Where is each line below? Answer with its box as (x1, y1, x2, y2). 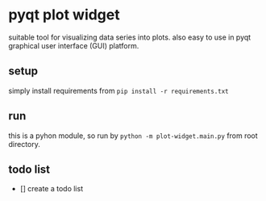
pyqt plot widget (8, 6, 120, 24)
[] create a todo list (19, 184, 83, 194)
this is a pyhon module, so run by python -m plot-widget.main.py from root (8, 131, 258, 140)
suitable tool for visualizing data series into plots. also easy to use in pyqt (8, 32, 251, 42)
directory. (8, 139, 40, 149)
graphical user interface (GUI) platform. (8, 40, 139, 50)
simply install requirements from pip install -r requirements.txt (8, 86, 230, 95)
